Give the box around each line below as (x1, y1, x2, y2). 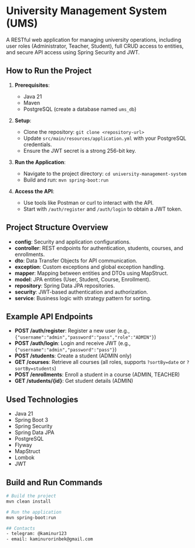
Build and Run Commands (6, 477, 103, 487)
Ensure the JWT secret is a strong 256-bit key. (23, 147, 136, 154)
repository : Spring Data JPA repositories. (14, 282, 115, 289)
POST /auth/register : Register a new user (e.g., (14, 327, 130, 334)
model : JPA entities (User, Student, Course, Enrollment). (14, 275, 151, 283)
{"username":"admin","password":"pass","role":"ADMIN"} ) (14, 333, 157, 340)
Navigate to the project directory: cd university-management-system (23, 170, 187, 177)
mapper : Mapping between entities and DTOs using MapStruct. (14, 270, 169, 277)
